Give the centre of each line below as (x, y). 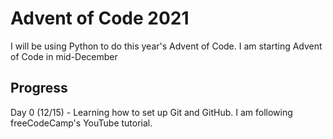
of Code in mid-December (64, 56)
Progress (39, 88)
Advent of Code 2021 (100, 18)
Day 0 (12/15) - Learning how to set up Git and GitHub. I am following (151, 112)
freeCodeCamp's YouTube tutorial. (81, 123)
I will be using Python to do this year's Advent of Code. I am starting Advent (166, 46)
